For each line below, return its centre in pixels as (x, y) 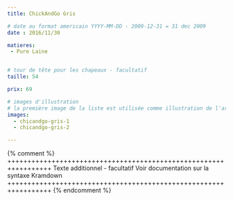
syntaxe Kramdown (35, 176)
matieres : (21, 45)
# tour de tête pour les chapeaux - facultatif (77, 70)
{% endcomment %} (83, 190)
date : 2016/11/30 (34, 33)
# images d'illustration (43, 101)
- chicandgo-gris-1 (42, 121)
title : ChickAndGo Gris (42, 14)
